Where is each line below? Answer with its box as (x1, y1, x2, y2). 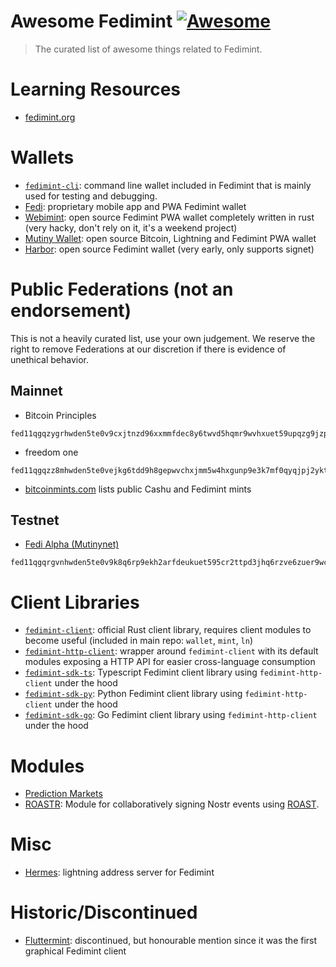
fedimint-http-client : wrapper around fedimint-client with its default (24, 645, 319, 657)
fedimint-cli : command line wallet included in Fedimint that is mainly (24, 179, 312, 191)
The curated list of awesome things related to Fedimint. (34, 43, 263, 55)
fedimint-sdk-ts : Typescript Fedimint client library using (24, 666, 258, 679)
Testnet (10, 511, 60, 529)
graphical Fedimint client (24, 945, 127, 957)
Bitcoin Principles (24, 409, 97, 421)
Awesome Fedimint (10, 10, 173, 33)
